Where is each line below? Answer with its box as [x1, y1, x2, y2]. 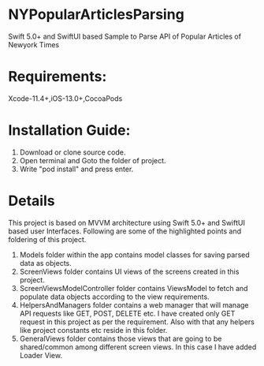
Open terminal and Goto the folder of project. [19, 155, 167, 165]
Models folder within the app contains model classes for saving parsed [19, 250, 250, 260]
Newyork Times [8, 39, 60, 49]
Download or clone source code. [19, 148, 126, 157]
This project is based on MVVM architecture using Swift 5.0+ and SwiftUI [8, 218, 246, 227]
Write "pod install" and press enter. [19, 164, 134, 174]
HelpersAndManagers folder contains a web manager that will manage [19, 300, 249, 309]
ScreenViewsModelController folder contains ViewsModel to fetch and [19, 283, 248, 293]
